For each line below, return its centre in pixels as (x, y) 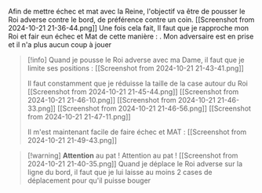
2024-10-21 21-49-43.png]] (72, 140)
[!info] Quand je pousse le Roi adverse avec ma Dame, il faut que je (136, 60)
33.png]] (42, 108)
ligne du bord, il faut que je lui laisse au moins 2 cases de (120, 172)
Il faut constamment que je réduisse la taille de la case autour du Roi (138, 83)
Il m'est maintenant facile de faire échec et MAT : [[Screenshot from (137, 132)
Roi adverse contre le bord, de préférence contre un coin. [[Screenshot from (131, 20)
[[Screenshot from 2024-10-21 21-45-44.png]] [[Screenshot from (133, 92)
